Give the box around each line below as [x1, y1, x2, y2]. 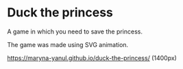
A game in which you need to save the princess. [7, 27, 143, 36]
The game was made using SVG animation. [7, 40, 129, 49]
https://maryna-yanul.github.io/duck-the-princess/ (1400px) [7, 53, 177, 62]
